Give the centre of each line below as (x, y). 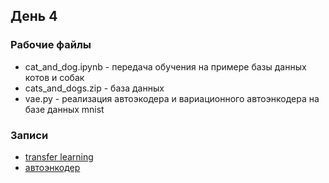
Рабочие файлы (51, 45)
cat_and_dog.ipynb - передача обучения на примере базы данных (165, 66)
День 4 (34, 16)
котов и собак (54, 77)
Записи (29, 135)
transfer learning (59, 156)
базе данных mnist (64, 109)
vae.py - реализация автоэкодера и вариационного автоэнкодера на (172, 98)
